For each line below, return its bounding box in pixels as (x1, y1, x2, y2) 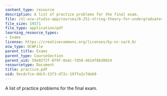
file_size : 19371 (5, 21, 41, 26)
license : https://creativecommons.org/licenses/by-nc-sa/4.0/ (5, 40, 137, 45)
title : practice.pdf (5, 67, 48, 72)
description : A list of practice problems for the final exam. (5, 12, 139, 17)
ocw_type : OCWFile (5, 44, 43, 49)
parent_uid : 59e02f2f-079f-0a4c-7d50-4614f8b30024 (5, 58, 112, 63)
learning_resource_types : (5, 30, 59, 35)
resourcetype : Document (5, 62, 55, 67)
